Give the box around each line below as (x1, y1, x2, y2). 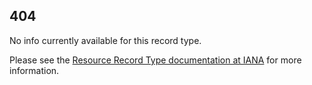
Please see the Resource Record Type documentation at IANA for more (9, 54, 302, 66)
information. (9, 64, 60, 76)
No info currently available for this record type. (9, 34, 202, 46)
